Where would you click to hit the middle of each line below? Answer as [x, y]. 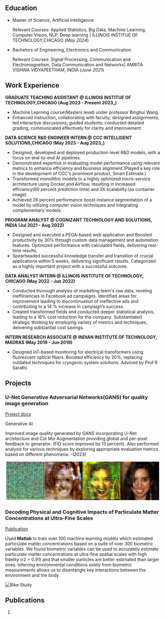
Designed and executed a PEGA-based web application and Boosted [82, 235]
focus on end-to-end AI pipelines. [47, 157]
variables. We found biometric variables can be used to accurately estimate [82, 549]
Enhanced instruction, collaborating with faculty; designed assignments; [86, 117]
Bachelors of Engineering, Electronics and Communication [72, 49]
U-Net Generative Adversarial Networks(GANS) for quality [77, 397]
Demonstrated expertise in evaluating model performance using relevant [86, 163]
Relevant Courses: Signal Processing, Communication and [71, 59]
